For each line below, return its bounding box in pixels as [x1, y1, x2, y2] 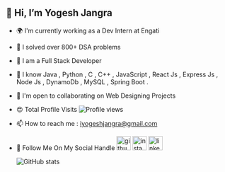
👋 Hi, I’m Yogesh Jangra [6, 7, 113, 19]
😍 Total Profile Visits [16, 105, 78, 113]
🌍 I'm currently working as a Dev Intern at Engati [16, 26, 160, 35]
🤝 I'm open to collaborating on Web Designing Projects [16, 91, 176, 100]
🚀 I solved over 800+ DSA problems [16, 42, 121, 51]
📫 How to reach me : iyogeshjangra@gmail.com [16, 119, 158, 127]
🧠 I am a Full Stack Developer [16, 56, 102, 64]
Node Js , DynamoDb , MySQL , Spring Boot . [16, 77, 149, 86]
